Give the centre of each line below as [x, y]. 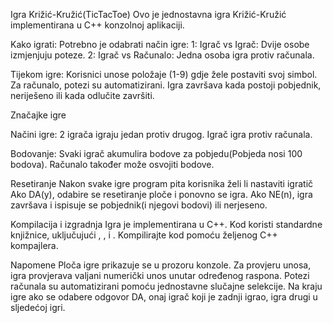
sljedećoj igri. [38, 307]
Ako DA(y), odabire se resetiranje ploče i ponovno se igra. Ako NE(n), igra [161, 194]
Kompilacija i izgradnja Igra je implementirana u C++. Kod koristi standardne [166, 224]
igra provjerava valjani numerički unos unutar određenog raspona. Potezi [160, 275]
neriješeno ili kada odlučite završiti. [82, 95]
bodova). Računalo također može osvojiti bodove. [112, 164]
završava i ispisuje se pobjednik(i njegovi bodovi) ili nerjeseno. [139, 205]
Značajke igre [38, 115]
